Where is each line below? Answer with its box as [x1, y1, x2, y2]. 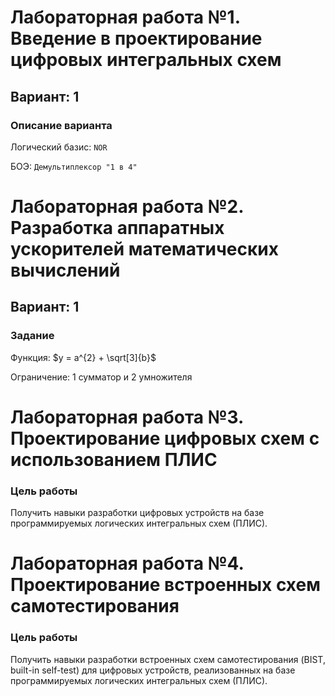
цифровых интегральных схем [10, 49, 282, 71]
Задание [10, 329, 55, 343]
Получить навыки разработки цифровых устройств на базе [10, 507, 265, 519]
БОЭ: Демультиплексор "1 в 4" [10, 160, 138, 172]
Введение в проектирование [10, 27, 263, 50]
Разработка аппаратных [10, 217, 225, 240]
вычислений [10, 259, 121, 282]
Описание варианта [10, 118, 113, 132]
